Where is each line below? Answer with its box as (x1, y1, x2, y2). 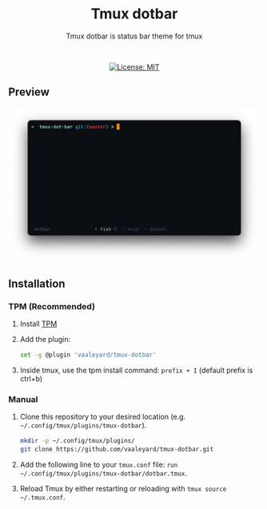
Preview (8, 85, 50, 99)
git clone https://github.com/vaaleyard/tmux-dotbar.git (19, 445, 214, 454)
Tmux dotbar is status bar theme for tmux (66, 31, 203, 41)
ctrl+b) (19, 373, 43, 384)
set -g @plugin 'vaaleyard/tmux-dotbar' (19, 351, 157, 360)
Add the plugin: (19, 335, 71, 344)
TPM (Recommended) (8, 300, 96, 312)
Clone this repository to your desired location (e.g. (19, 412, 186, 422)
